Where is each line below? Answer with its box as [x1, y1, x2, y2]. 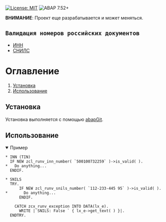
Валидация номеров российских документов [5, 30, 140, 37]
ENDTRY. [10, 213, 27, 218]
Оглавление [5, 66, 60, 77]
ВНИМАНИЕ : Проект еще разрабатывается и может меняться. [5, 15, 143, 21]
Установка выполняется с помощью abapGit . [5, 116, 103, 123]
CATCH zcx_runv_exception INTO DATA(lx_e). [14, 204, 109, 209]
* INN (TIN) [5, 154, 31, 160]
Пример [10, 145, 28, 151]
